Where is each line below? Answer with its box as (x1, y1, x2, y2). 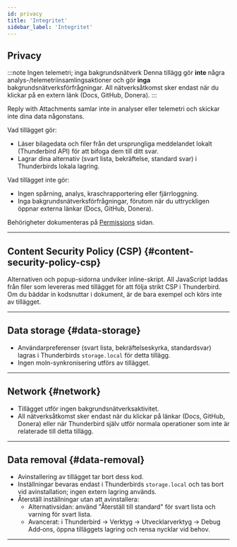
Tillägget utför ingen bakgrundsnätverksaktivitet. (17, 404, 159, 413)
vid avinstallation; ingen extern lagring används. (17, 488, 157, 496)
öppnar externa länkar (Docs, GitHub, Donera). (17, 204, 154, 213)
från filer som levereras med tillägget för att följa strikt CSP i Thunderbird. (7, 283, 221, 290)
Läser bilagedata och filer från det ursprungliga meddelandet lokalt (17, 139, 212, 148)
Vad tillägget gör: (7, 126, 58, 134)
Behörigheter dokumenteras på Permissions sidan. (7, 218, 154, 227)
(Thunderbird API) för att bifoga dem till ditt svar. (17, 147, 159, 155)
